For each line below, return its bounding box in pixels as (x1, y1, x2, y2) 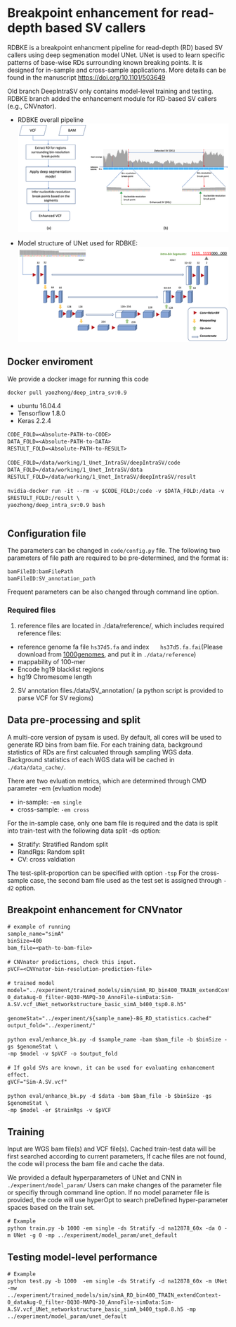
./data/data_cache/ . (7, 763, 66, 771)
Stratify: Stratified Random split (17, 840, 108, 848)
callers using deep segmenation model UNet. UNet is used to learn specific (7, 51, 225, 59)
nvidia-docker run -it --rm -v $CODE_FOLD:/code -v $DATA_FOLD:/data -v (7, 487, 225, 494)
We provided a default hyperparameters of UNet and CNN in (7, 1173, 183, 1182)
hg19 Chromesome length (17, 672, 93, 681)
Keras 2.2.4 (17, 416, 51, 424)
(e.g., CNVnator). (7, 102, 57, 110)
